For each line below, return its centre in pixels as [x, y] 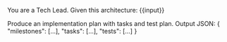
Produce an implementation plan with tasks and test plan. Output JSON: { [114, 23]
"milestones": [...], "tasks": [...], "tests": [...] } [72, 31]
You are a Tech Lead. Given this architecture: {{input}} [86, 10]
